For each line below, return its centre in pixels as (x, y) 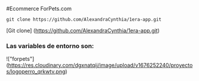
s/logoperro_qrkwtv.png (36, 71)
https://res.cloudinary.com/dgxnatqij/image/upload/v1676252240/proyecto (100, 66)
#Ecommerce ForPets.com (39, 9)
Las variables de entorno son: (50, 46)
